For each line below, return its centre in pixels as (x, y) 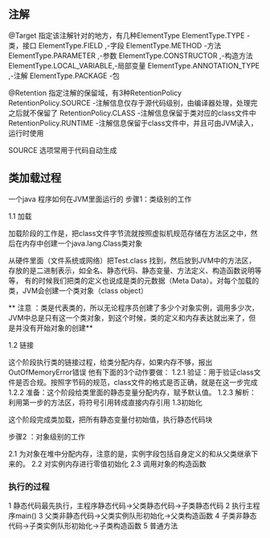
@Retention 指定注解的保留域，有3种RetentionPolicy (95, 93)
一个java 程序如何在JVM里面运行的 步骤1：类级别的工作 (100, 199)
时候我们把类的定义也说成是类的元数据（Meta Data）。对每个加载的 (149, 280)
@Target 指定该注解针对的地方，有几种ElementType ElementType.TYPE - (129, 35)
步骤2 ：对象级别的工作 (47, 437)
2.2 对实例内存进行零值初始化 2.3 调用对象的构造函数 (119, 464)
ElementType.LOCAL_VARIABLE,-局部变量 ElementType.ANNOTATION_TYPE (134, 65)
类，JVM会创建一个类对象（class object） (78, 290)
